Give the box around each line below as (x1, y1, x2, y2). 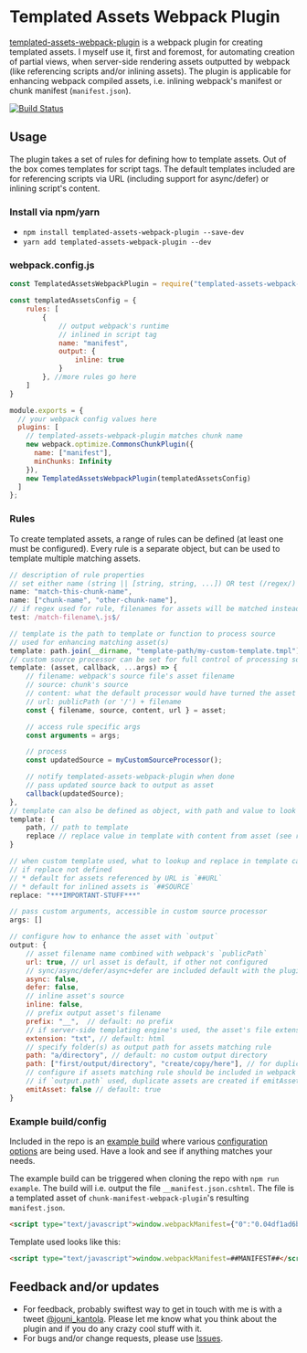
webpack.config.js (9, 259, 95, 271)
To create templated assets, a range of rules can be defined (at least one (9, 533, 284, 544)
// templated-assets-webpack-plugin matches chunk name (26, 431, 244, 440)
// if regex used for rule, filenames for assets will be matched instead (9, 605, 301, 614)
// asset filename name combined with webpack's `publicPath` (26, 948, 268, 958)
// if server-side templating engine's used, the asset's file (26, 1025, 272, 1034)
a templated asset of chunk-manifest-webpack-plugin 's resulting (9, 1192, 249, 1203)
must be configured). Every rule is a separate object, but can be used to (9, 543, 281, 554)
